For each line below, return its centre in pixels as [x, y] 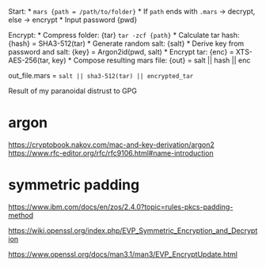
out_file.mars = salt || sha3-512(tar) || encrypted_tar [101, 75]
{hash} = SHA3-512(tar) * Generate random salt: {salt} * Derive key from [126, 43]
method [21, 215]
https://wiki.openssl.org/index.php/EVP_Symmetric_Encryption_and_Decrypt [133, 230]
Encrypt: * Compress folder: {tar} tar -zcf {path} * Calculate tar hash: [124, 35]
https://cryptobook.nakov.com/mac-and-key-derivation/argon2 [112, 145]
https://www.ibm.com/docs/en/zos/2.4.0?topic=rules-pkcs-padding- [121, 207]
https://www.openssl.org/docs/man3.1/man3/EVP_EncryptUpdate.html [123, 254]
